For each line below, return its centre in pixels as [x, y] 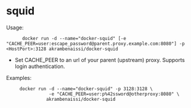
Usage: [15, 27]
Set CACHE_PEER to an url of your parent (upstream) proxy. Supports [100, 60]
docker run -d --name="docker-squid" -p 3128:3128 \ [86, 89]
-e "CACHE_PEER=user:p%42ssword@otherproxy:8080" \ [114, 94]
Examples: [19, 78]
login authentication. [40, 66]
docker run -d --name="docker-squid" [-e [74, 38]
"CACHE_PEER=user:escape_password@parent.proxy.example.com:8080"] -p [95, 44]
